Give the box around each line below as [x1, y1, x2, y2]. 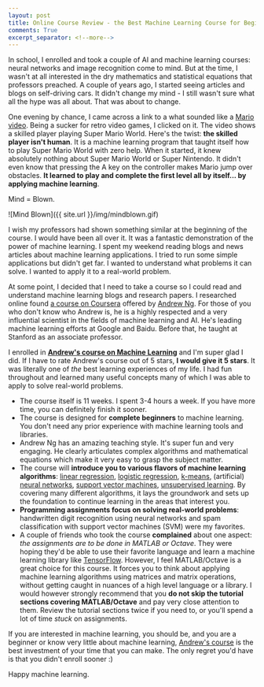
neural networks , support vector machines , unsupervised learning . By [19, 480, 246, 489]
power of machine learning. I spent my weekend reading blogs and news [8, 242, 244, 251]
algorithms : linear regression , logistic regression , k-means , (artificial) [19, 472, 245, 481]
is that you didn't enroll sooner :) [8, 655, 114, 664]
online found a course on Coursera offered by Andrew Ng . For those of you [8, 299, 251, 308]
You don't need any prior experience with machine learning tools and [19, 421, 244, 431]
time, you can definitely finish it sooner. [19, 405, 148, 414]
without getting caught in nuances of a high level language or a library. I [19, 581, 252, 590]
